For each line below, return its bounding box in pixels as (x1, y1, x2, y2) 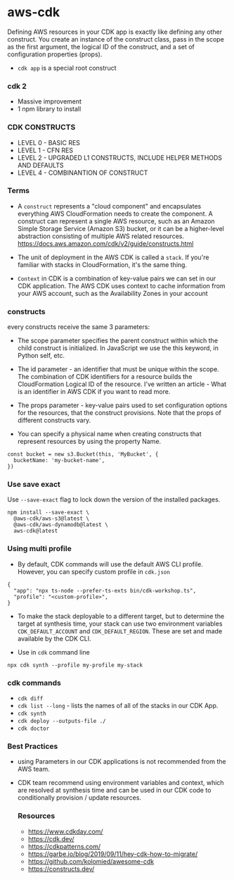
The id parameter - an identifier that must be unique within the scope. (17, 365, 219, 373)
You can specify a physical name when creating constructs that (17, 430, 202, 438)
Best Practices (7, 741, 58, 751)
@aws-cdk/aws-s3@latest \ (13, 515, 90, 522)
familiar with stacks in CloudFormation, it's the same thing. (17, 260, 188, 268)
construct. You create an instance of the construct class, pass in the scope (7, 35, 225, 43)
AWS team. (17, 765, 51, 774)
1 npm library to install (17, 105, 82, 113)
